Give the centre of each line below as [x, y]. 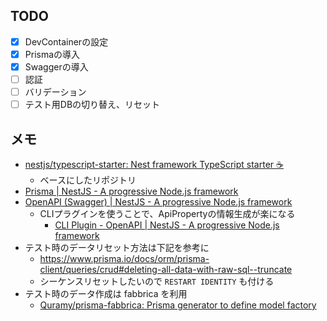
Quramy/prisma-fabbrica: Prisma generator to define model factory [178, 305]
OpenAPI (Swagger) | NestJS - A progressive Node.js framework [158, 202]
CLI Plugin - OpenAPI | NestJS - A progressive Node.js [167, 225]
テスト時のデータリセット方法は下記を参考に [117, 247]
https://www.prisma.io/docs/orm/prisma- [124, 258]
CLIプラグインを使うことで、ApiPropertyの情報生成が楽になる [167, 213]
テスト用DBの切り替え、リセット [92, 105]
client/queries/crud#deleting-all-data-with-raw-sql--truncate [166, 269]
